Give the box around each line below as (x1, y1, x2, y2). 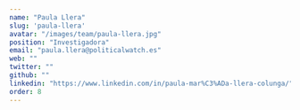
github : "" (9, 71, 50, 80)
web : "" (9, 54, 38, 63)
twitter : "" (9, 63, 54, 72)
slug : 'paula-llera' (9, 21, 87, 30)
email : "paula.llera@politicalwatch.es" (9, 46, 162, 55)
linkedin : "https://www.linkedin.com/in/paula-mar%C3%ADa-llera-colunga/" (9, 79, 294, 88)
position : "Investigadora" (9, 37, 110, 47)
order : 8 (9, 87, 42, 96)
